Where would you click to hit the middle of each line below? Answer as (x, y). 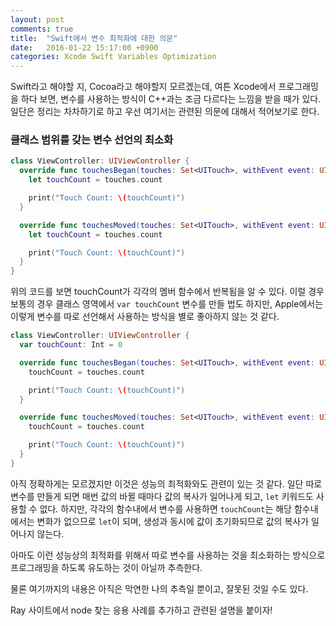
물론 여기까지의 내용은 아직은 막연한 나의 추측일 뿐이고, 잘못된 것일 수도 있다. (159, 588)
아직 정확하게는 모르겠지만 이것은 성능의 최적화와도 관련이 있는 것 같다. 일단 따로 (166, 483)
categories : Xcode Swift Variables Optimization (113, 57)
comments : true (42, 29)
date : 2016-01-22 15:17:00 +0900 (84, 47)
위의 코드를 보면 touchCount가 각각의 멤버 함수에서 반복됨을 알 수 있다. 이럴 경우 (167, 292)
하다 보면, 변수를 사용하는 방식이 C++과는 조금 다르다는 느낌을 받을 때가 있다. (171, 99)
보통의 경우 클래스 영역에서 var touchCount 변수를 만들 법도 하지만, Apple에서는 (167, 304)
